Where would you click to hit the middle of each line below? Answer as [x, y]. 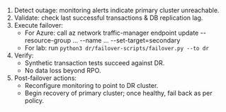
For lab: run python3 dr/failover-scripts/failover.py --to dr [117, 48]
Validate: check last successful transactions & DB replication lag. [108, 18]
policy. [34, 101]
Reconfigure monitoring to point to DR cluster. [91, 85]
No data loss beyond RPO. [63, 71]
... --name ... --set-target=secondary [126, 40]
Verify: [24, 55]
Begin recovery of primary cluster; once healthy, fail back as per [118, 93]
